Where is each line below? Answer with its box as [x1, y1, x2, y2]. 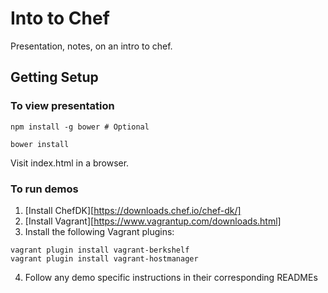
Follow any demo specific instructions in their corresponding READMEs [24, 271, 318, 283]
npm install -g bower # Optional [10, 122, 150, 132]
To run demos [10, 182, 79, 196]
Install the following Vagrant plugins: [24, 225, 175, 237]
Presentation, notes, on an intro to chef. [10, 40, 173, 52]
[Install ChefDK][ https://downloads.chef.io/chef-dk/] [24, 204, 242, 216]
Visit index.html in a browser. [10, 157, 130, 169]
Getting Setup [10, 69, 99, 86]
